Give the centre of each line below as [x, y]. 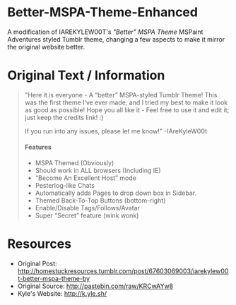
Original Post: [37, 264]
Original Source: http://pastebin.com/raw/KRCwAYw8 [95, 286]
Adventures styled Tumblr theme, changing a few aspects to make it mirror [116, 39]
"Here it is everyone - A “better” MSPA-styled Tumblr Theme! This [121, 95]
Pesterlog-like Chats [65, 186]
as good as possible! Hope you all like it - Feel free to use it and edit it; [127, 109]
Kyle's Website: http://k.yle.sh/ [62, 294]
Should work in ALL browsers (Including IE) [98, 171]
